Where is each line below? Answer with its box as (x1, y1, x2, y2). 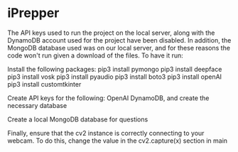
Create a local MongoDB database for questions (7, 115, 148, 124)
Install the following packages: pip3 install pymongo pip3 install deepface (7, 65, 222, 73)
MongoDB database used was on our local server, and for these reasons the (7, 43, 231, 52)
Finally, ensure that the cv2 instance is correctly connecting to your (7, 129, 205, 137)
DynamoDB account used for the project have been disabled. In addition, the (7, 36, 232, 44)
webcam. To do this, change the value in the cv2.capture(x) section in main (7, 136, 228, 145)
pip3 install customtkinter (7, 80, 82, 88)
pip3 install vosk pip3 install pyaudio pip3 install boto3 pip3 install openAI (7, 72, 222, 81)
